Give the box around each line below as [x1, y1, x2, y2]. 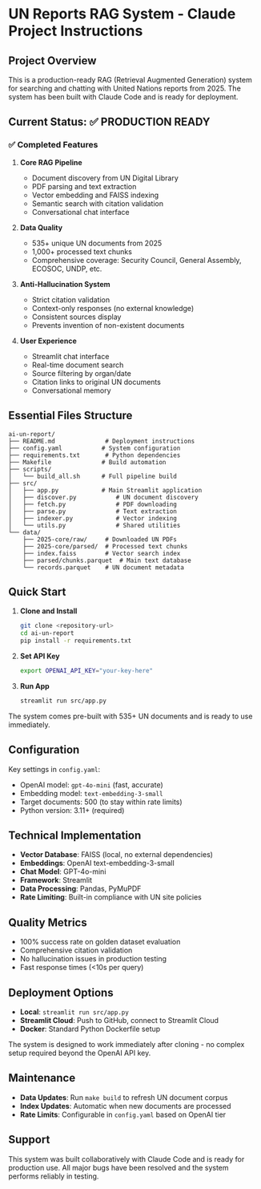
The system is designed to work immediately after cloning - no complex [8, 1039, 245, 1049]
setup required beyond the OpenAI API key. [8, 1048, 151, 1058]
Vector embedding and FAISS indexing [31, 190, 159, 200]
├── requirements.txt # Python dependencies [8, 451, 181, 459]
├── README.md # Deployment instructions [8, 437, 195, 445]
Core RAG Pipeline [19, 157, 82, 167]
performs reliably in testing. [8, 1171, 99, 1181]
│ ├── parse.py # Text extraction [8, 507, 178, 516]
